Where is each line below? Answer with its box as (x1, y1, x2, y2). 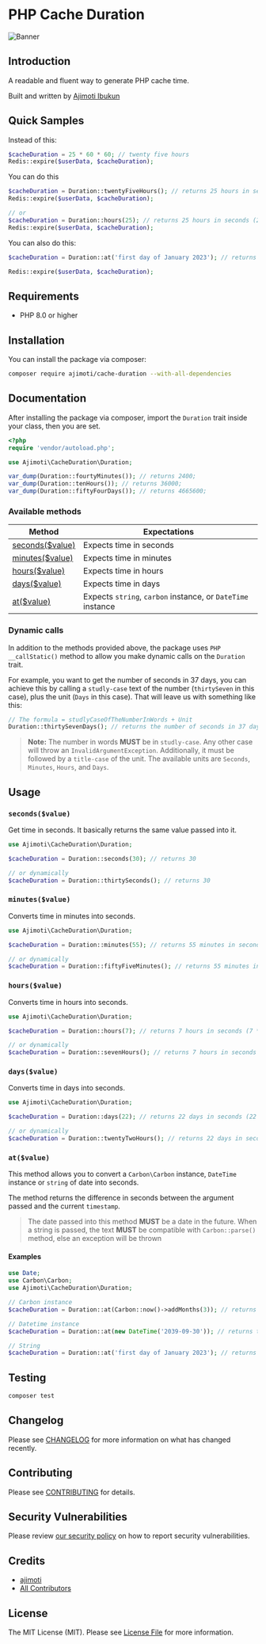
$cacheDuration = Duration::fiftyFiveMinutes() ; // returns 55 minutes (8, 962, 249, 971)
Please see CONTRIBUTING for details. (8, 1487, 136, 1497)
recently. (8, 1443, 37, 1452)
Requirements (8, 289, 79, 303)
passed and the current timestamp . (8, 1201, 120, 1211)
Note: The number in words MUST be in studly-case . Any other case (27, 737, 253, 747)
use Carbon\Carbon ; (8, 1277, 73, 1284)
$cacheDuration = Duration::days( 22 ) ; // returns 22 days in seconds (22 (8, 1113, 257, 1121)
